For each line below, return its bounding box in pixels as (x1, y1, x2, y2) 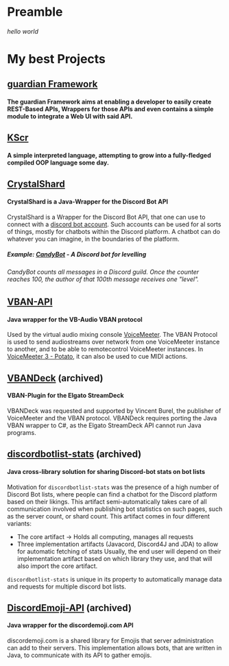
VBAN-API (7, 296, 53, 308)
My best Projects (7, 51, 106, 67)
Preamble (7, 4, 63, 20)
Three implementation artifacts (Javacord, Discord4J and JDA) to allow (16, 540, 219, 548)
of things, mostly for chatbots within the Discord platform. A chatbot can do (7, 227, 221, 235)
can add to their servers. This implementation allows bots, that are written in (7, 644, 222, 652)
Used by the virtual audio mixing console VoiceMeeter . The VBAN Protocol (7, 331, 218, 339)
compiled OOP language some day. (7, 158, 110, 167)
